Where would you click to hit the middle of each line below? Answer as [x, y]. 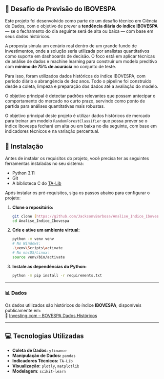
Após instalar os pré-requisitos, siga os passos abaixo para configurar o [78, 193]
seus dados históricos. [28, 36]
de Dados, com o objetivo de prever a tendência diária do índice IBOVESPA [82, 26]
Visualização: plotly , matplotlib [46, 366]
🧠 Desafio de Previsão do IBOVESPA [61, 9]
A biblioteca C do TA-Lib [37, 183]
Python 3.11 [23, 173]
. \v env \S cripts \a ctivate [37, 248]
